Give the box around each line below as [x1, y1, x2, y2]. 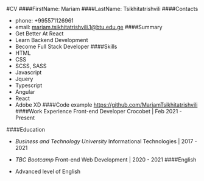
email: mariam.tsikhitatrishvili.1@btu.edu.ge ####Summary [15, 24, 163, 30]
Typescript [15, 82, 43, 89]
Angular [15, 88, 35, 95]
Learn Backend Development [15, 37, 88, 43]
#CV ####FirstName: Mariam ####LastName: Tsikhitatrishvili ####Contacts [6, 5, 199, 12]
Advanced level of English [15, 168, 81, 175]
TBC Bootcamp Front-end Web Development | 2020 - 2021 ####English [15, 156, 197, 163]
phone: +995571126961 [15, 17, 74, 24]
